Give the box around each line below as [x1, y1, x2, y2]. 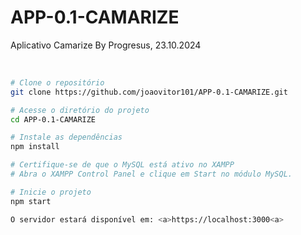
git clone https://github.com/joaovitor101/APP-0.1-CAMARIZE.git [10, 87, 288, 97]
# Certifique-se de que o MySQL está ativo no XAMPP [10, 160, 235, 170]
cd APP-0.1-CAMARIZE [10, 114, 97, 125]
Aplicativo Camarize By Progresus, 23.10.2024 [10, 39, 202, 51]
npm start [10, 196, 52, 206]
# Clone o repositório [10, 77, 105, 88]
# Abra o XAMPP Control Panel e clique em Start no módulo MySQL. [10, 169, 293, 180]
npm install [10, 142, 60, 152]
